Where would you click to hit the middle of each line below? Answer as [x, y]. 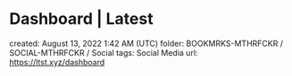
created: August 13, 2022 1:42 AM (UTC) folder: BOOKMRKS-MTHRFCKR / [146, 43]
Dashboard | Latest [81, 19]
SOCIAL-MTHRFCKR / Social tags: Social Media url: [104, 52]
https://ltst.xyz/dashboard [57, 62]
